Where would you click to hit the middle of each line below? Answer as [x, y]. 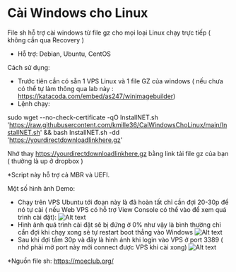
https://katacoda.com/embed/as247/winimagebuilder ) [96, 96]
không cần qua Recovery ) [46, 40]
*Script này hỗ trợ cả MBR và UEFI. [59, 175]
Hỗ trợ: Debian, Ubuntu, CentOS [64, 54]
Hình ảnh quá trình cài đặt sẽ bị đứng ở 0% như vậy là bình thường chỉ [119, 225]
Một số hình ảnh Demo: [41, 188]
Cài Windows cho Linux [78, 13]
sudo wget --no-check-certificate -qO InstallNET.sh [83, 117]
